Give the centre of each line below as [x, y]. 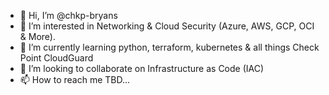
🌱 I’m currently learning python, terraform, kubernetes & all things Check [169, 47]
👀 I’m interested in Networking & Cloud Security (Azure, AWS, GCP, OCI [167, 26]
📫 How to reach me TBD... [75, 79]
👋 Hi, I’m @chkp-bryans [68, 15]
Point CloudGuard [56, 58]
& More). [37, 36]
